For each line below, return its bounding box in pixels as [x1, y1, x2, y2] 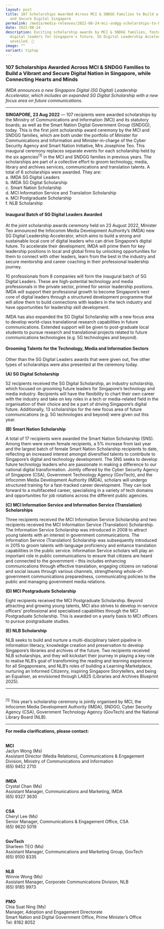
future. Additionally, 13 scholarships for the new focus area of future [5, 406, 142, 412]
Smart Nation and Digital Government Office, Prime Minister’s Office [5, 914, 142, 920]
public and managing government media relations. [5, 578, 106, 585]
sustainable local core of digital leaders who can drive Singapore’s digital [5, 238, 152, 244]
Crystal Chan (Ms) [5, 783, 42, 789]
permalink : [5, 20, 28, 26]
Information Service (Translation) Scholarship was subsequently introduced [5, 537, 157, 543]
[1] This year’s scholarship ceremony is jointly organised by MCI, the [5, 698, 142, 704]
